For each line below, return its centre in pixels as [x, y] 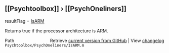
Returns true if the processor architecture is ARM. [56, 31]
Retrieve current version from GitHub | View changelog [107, 40]
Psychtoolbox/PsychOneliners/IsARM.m [45, 45]
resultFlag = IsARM [25, 21]
